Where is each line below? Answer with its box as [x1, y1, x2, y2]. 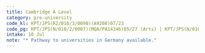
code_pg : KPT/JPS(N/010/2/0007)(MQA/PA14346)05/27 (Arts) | [6, 26, 163, 32]
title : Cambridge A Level [6, 9, 72, 15]
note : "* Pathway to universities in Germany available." [6, 37, 157, 43]
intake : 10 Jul [6, 32, 45, 38]
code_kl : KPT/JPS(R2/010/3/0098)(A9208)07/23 [6, 20, 124, 26]
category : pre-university [6, 15, 72, 21]
